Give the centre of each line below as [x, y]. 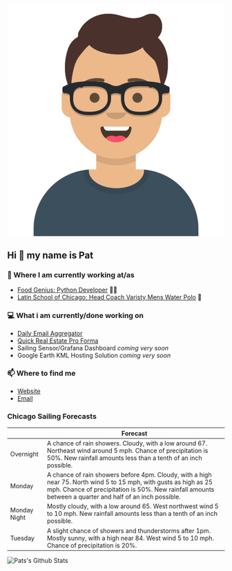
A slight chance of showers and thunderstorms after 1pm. [129, 530]
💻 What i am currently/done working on [75, 316]
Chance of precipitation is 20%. [92, 545]
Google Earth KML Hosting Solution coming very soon [94, 355]
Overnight [25, 454]
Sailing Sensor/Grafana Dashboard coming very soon [93, 348]
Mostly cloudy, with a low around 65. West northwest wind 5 [133, 506]
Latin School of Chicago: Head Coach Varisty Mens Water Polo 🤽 [109, 297]
